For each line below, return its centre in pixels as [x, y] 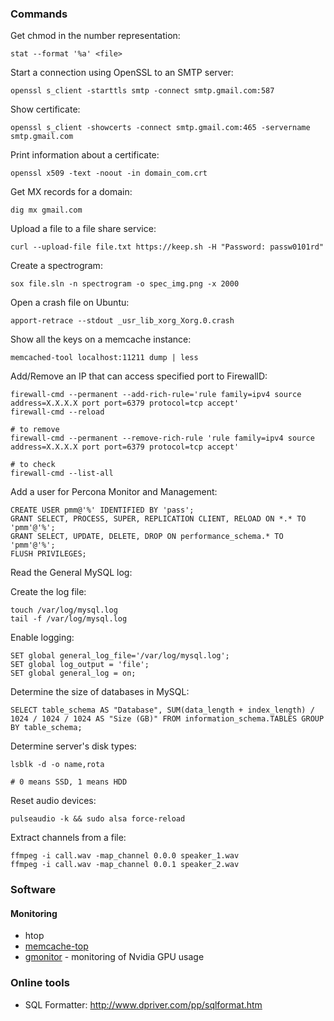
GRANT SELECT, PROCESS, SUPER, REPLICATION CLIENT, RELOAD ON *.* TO [158, 519]
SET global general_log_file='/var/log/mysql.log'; [120, 656]
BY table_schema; [46, 728]
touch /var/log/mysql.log [64, 610]
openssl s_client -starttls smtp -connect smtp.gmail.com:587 [142, 91]
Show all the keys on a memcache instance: [101, 339]
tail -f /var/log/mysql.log [69, 619]
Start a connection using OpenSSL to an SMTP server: [122, 73]
